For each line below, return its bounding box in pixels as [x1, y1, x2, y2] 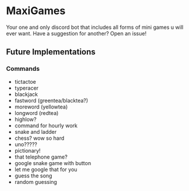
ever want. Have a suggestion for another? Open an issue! [6, 29, 147, 37]
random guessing [14, 178, 58, 185]
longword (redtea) [14, 109, 59, 116]
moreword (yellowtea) [14, 103, 68, 110]
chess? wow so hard [14, 134, 65, 141]
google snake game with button [14, 159, 92, 166]
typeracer [14, 84, 39, 91]
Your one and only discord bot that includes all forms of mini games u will [6, 24, 184, 31]
